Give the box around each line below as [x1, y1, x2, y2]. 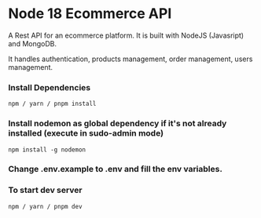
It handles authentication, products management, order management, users [8, 54, 253, 64]
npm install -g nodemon [8, 146, 86, 154]
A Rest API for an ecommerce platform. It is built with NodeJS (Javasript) [8, 31, 244, 40]
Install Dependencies [8, 82, 91, 93]
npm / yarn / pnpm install [8, 100, 97, 108]
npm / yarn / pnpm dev [8, 202, 83, 210]
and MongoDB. [8, 38, 57, 48]
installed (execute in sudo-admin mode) [8, 128, 164, 139]
